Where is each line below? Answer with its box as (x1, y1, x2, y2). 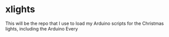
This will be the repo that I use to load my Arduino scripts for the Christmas (5, 20, 164, 26)
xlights (5, 4, 35, 15)
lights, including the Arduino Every (5, 25, 78, 31)
